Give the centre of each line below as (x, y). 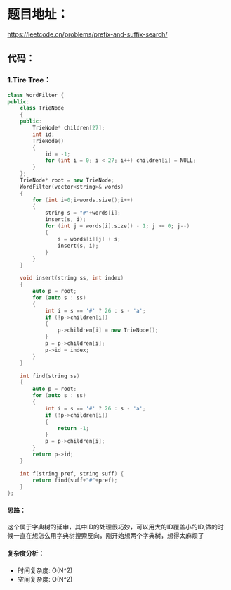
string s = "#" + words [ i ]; (82, 213)
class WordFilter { (36, 95)
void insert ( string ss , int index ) (72, 278)
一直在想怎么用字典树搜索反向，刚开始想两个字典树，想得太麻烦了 (108, 536)
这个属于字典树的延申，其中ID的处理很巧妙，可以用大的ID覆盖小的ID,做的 (113, 527)
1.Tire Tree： (29, 80)
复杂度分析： (26, 553)
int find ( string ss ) (50, 376)
